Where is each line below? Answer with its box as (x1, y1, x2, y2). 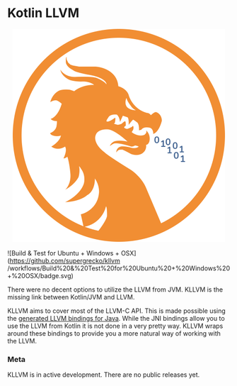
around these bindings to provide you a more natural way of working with (7, 329, 221, 338)
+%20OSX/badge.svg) (7, 271, 74, 280)
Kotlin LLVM (7, 5, 80, 21)
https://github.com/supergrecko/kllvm (9, 256, 120, 265)
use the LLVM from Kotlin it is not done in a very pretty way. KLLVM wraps (7, 321, 224, 330)
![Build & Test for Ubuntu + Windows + (7, 248, 120, 257)
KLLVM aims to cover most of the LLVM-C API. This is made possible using (7, 307, 226, 315)
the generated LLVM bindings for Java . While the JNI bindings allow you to (7, 314, 225, 322)
